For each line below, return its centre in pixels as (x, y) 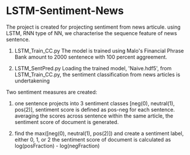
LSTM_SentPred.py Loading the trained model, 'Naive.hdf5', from (93, 68)
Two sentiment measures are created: (52, 92)
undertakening (32, 81)
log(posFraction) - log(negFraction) (57, 146)
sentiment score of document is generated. (66, 122)
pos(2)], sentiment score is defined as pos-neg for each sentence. (95, 109)
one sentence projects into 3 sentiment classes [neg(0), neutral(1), (95, 103)
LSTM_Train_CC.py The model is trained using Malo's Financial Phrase (99, 50)
